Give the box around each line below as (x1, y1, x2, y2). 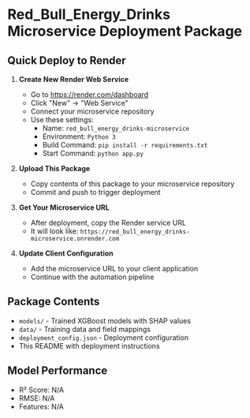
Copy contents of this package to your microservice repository (30, 179, 235, 188)
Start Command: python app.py (42, 148, 144, 158)
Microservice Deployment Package (7, 22, 242, 40)
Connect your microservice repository (30, 106, 155, 116)
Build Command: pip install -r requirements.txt (42, 140, 208, 149)
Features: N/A (18, 401, 64, 411)
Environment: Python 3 (42, 132, 116, 141)
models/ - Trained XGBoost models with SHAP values (18, 315, 191, 325)
